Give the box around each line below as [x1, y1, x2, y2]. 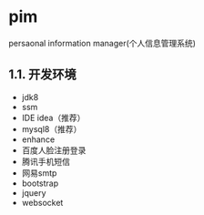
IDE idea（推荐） [21, 112, 86, 123]
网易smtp [21, 167, 57, 179]
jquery [21, 187, 46, 198]
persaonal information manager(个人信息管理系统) [8, 37, 197, 48]
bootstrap [21, 178, 59, 189]
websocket [21, 197, 64, 208]
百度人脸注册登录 [21, 144, 87, 156]
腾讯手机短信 [21, 156, 70, 167]
